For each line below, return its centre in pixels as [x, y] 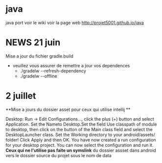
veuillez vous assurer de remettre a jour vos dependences [71, 65]
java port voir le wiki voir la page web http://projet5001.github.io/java [75, 23]
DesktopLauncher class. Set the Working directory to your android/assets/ [81, 135]
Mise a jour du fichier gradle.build [40, 56]
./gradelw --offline [39, 76]
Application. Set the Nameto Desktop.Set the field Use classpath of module [81, 124]
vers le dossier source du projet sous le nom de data [58, 155]
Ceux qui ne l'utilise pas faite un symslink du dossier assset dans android [81, 150]
